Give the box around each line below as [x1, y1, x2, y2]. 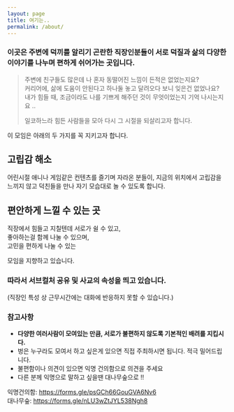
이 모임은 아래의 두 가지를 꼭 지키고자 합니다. [7, 131, 129, 140]
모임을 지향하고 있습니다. [7, 256, 75, 265]
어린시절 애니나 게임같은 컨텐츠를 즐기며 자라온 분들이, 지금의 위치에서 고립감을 [7, 173, 222, 182]
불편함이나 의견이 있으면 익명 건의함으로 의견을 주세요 [17, 364, 163, 372]
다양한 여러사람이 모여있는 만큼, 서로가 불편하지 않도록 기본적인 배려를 [17, 329, 206, 337]
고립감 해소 [7, 154, 52, 165]
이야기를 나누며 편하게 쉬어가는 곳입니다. [7, 58, 135, 68]
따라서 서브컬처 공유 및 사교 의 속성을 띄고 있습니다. [7, 276, 166, 286]
